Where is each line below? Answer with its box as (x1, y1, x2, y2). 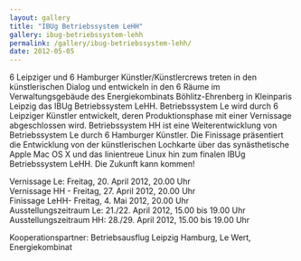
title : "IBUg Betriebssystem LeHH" (9, 22, 144, 31)
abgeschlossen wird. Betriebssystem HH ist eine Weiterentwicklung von (9, 120, 277, 131)
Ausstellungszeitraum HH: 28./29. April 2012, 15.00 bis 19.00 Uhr (9, 215, 250, 226)
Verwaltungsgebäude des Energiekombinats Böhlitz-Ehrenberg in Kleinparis (9, 92, 292, 102)
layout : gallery (9, 13, 71, 23)
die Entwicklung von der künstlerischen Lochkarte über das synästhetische (9, 140, 290, 150)
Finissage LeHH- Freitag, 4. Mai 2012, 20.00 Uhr (9, 196, 190, 207)
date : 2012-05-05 (9, 47, 75, 56)
